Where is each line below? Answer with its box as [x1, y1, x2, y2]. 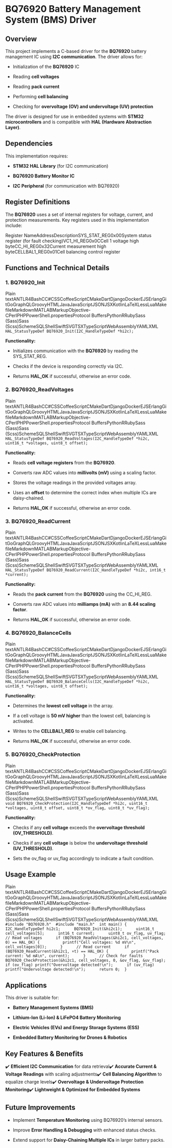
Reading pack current [12, 83, 60, 89]
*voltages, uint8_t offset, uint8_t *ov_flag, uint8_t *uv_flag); [5, 805, 150, 811]
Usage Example [5, 870, 56, 878]
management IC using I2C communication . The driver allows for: [5, 53, 143, 60]
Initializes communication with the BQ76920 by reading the [12, 348, 138, 354]
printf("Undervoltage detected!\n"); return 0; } [5, 967, 127, 972]
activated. [12, 718, 34, 724]
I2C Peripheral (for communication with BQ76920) [12, 183, 120, 189]
